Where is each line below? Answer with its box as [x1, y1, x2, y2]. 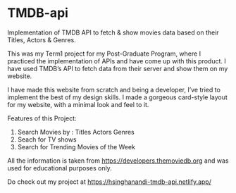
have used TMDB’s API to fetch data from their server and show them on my [7, 64, 228, 73]
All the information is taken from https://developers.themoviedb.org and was [7, 156, 229, 165]
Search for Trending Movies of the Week [17, 142, 136, 151]
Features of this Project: [7, 114, 77, 123]
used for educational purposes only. [7, 163, 113, 172]
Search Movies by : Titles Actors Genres [17, 127, 135, 136]
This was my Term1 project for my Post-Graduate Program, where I [7, 49, 201, 58]
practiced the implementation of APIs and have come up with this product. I [7, 56, 227, 65]
